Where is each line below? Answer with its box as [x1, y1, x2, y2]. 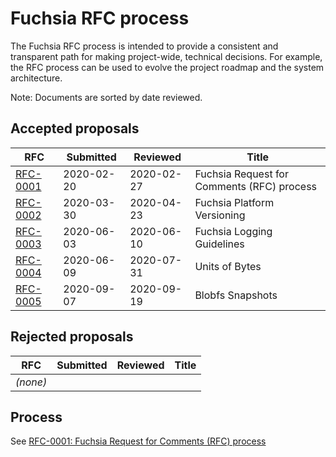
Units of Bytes [194, 259, 262, 273]
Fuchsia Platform [194, 195, 275, 209]
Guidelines [194, 237, 245, 251]
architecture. [10, 72, 63, 84]
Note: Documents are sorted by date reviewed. [10, 91, 203, 103]
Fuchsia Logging [194, 224, 273, 238]
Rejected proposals [10, 328, 134, 346]
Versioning [194, 208, 246, 222]
